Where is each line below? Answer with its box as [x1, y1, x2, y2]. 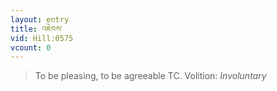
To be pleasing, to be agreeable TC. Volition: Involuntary [34, 70, 267, 82]
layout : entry [10, 14, 70, 25]
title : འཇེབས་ [10, 24, 63, 34]
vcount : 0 [10, 42, 52, 53]
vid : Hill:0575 [10, 33, 74, 43]
